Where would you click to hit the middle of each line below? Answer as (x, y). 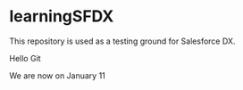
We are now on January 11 (57, 75)
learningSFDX (62, 16)
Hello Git (25, 58)
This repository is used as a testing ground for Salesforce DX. (122, 41)
